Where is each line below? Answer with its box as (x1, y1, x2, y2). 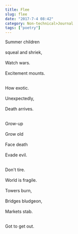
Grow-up (5, 121, 24, 127)
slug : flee (5, 12, 27, 17)
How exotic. (5, 85, 29, 91)
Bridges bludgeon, (5, 198, 43, 204)
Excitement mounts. (5, 70, 46, 76)
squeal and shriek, (5, 50, 43, 56)
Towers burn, (5, 188, 32, 194)
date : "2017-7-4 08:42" (5, 16, 54, 21)
